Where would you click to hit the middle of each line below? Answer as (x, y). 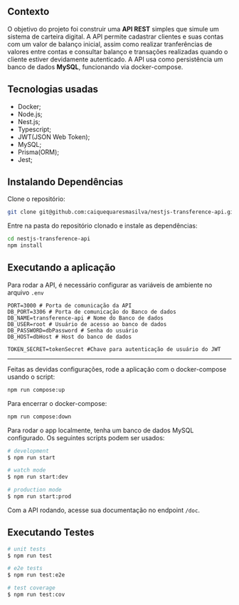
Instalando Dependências (65, 182)
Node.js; (30, 114)
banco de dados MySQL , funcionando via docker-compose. (95, 66)
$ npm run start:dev (38, 477)
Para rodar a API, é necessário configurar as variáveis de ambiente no (110, 285)
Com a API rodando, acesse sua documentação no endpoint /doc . (104, 510)
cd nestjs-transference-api (49, 239)
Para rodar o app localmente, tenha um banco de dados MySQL (101, 430)
